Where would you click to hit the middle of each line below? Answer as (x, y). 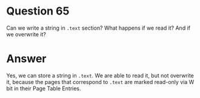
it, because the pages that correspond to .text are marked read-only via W (100, 82)
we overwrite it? (26, 34)
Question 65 (38, 11)
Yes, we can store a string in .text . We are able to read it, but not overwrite (100, 75)
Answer (26, 59)
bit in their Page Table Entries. (44, 88)
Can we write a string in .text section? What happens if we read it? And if (98, 28)
